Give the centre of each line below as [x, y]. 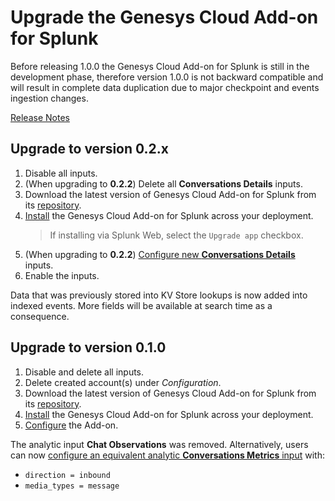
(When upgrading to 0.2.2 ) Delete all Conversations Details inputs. [163, 183]
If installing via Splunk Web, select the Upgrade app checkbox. [176, 235]
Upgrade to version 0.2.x [90, 149]
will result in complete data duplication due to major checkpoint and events [165, 87]
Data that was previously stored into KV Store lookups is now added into [159, 295]
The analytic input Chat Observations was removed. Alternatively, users [159, 444]
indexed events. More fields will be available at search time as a [141, 305]
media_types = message [72, 486]
